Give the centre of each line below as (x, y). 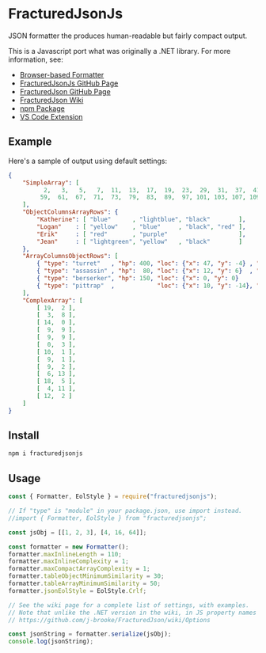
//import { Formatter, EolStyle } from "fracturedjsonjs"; (108, 518)
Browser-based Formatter (62, 74)
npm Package (42, 108)
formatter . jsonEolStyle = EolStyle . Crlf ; (78, 590)
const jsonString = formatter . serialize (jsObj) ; (90, 634)
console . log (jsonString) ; (51, 642)
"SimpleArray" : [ (51, 183)
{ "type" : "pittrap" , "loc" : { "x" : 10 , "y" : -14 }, (145, 286)
